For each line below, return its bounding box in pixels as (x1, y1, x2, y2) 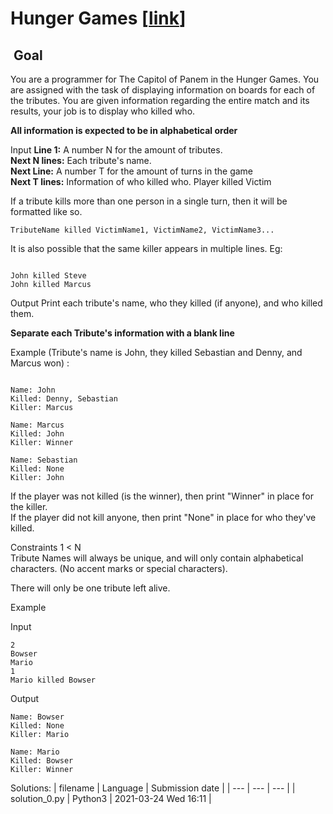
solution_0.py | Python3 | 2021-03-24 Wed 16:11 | (10, 793, 212, 804)
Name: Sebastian (10, 455, 78, 465)
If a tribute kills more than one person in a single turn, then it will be (10, 195, 288, 207)
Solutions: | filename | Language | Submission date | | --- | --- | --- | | (10, 782, 296, 794)
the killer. (10, 501, 48, 512)
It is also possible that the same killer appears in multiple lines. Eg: (10, 243, 283, 254)
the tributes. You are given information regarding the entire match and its (10, 95, 310, 106)
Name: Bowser (10, 712, 65, 722)
